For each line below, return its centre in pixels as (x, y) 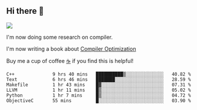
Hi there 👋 (25, 11)
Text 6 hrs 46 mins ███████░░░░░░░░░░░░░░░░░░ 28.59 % (98, 79)
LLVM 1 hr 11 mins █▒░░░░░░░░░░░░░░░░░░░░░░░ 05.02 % (98, 90)
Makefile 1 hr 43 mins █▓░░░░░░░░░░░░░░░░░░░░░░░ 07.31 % (98, 85)
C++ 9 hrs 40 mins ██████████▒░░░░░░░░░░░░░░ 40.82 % (98, 74)
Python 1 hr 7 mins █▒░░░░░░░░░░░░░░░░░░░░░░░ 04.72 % (98, 95)
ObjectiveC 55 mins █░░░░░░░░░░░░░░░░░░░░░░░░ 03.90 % (98, 100)
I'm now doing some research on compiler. (60, 37)
